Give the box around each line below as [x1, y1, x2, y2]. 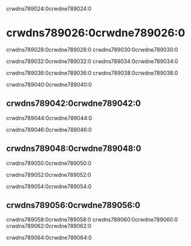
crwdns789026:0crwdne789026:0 [6, 26, 186, 40]
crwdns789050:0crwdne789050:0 [6, 159, 92, 167]
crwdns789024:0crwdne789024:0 [6, 5, 92, 12]
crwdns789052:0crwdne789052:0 [6, 171, 91, 178]
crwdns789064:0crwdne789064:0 [6, 234, 92, 241]
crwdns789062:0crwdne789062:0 [6, 223, 92, 230]
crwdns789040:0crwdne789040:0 [6, 81, 92, 88]
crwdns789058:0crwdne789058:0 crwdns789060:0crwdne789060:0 [6, 216, 178, 223]
